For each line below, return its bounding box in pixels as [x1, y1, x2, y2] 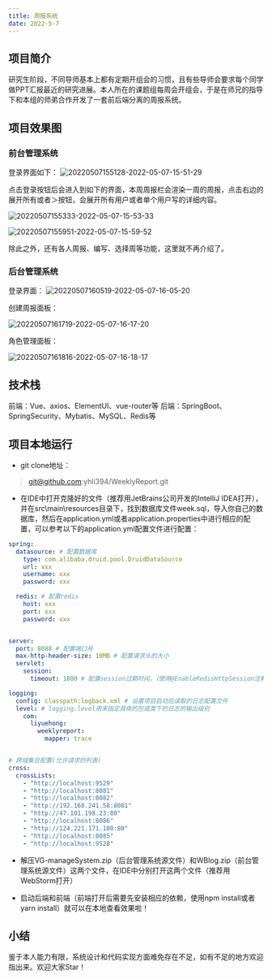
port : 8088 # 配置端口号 [15, 644, 93, 652]
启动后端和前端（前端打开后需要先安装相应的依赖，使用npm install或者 [19, 893, 256, 903]
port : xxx [23, 607, 57, 616]
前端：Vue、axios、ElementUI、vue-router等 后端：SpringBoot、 [8, 401, 227, 411]
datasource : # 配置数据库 [15, 548, 97, 556]
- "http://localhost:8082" [23, 794, 114, 803]
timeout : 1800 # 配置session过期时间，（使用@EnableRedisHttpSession [29, 675, 255, 683]
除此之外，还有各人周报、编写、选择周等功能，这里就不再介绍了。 [8, 244, 228, 253]
